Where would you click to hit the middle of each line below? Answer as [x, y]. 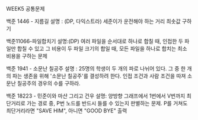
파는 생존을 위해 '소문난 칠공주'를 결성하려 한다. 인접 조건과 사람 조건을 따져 [99, 76]
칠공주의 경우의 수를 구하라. [49, 83]
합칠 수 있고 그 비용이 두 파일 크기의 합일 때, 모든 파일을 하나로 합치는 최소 [102, 48]
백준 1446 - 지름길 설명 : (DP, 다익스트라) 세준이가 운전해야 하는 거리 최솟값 [93, 21]
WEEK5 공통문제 [25, 9]
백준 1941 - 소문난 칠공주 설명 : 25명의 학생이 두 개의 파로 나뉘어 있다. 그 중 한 [96, 69]
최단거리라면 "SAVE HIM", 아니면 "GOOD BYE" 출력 [67, 111]
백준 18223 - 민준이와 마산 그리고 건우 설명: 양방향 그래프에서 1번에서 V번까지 [96, 96]
